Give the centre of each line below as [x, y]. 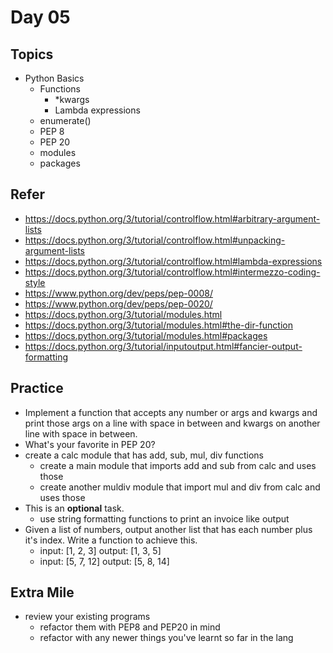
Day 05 [40, 17]
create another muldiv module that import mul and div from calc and [180, 487]
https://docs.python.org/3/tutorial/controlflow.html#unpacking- [155, 240]
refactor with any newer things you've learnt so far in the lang [166, 638]
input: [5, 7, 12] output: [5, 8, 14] [104, 561]
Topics [32, 54]
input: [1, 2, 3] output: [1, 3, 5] [100, 550]
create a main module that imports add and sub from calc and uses [178, 465]
